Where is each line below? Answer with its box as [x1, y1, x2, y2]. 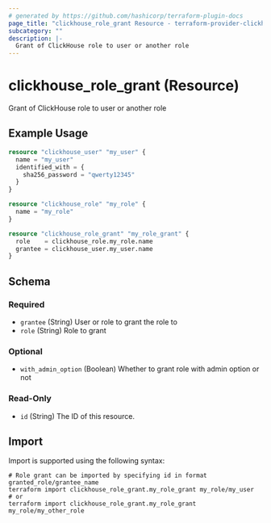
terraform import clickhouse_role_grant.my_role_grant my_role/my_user [8, 486, 254, 494]
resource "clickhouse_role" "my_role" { [8, 200, 147, 208]
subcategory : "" [8, 27, 63, 35]
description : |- [8, 34, 63, 43]
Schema [8, 274, 51, 288]
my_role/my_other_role [8, 507, 85, 515]
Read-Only [8, 393, 52, 404]
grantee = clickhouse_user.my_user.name [15, 245, 153, 253]
